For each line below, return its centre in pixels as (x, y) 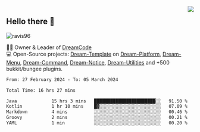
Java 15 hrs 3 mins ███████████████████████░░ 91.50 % (97, 101)
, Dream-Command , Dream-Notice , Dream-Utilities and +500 (95, 62)
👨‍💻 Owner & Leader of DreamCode (49, 47)
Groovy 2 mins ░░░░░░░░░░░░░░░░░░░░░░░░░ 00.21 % (97, 118)
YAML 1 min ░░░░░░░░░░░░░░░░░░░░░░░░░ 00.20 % (97, 123)
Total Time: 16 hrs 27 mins (41, 90)
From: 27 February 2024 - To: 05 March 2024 (62, 79)
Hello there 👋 (31, 22)
